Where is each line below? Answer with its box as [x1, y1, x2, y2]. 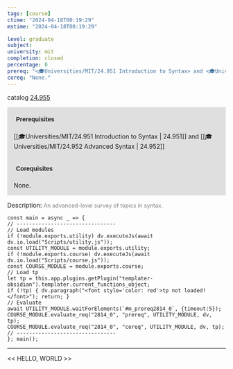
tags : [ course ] [7, 10, 51, 17]
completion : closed [7, 55, 64, 62]
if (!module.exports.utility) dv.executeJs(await [7, 233, 154, 240]
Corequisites [16, 164, 53, 172]
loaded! [184, 287, 207, 294]
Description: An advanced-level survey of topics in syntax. [7, 201, 163, 209]
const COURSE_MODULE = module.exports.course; [7, 262, 144, 270]
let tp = [7, 275, 33, 282]
